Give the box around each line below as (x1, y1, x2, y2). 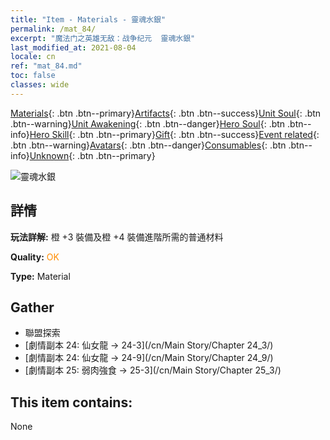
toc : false (10, 71, 56, 81)
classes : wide (10, 80, 70, 90)
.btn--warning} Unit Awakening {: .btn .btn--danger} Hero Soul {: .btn (10, 117, 286, 130)
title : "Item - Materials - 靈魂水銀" (10, 14, 167, 25)
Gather (10, 299, 55, 316)
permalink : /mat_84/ (10, 24, 97, 34)
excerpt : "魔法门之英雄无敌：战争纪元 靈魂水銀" (10, 33, 196, 43)
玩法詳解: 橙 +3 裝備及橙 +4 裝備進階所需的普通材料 (10, 231, 224, 243)
